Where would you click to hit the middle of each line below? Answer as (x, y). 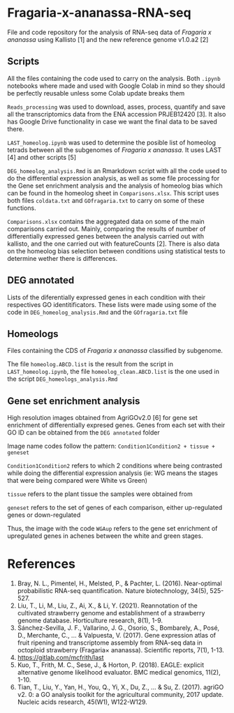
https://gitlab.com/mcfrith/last (60, 658)
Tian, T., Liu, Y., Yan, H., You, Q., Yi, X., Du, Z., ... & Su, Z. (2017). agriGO (120, 687)
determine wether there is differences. (62, 258)
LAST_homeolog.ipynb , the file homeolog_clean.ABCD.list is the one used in (114, 372)
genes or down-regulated (44, 515)
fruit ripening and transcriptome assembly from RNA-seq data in (110, 643)
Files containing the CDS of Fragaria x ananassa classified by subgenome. (115, 351)
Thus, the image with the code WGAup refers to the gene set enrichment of (112, 529)
